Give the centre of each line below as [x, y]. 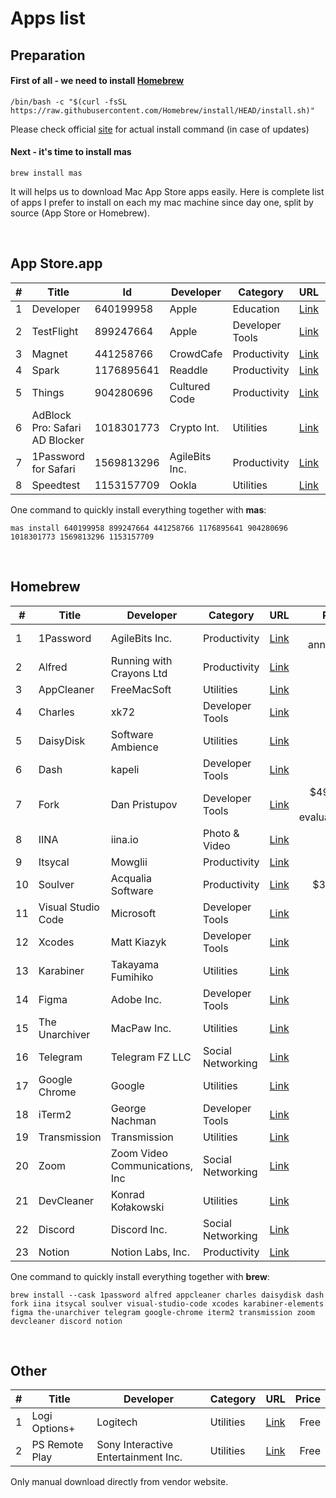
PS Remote [57, 1445]
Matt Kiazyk [138, 942]
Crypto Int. [194, 427]
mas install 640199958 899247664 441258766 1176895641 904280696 [149, 528]
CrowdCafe [196, 354]
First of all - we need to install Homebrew [97, 81]
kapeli [125, 769]
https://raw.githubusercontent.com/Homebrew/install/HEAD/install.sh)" [162, 110]
